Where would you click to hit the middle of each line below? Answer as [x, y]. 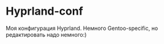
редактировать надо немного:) [46, 34]
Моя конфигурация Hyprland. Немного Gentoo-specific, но [82, 28]
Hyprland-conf [44, 11]
